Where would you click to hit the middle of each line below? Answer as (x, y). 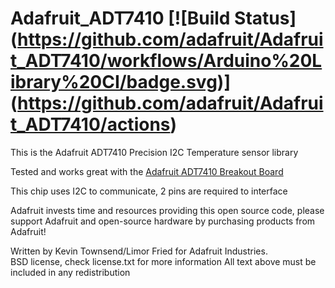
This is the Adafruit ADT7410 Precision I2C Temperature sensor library (154, 152)
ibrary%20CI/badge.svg (114, 82)
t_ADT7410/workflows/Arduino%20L (166, 61)
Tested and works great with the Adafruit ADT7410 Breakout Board (147, 171)
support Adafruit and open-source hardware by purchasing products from (163, 221)
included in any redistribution (70, 272)
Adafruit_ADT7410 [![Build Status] (153, 18)
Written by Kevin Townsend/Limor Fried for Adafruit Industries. (139, 251)
